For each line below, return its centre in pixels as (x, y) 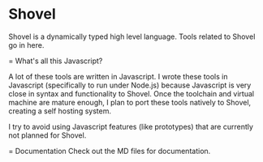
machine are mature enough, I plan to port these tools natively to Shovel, (130, 102)
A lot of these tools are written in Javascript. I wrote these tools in (118, 76)
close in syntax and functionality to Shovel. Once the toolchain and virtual (131, 93)
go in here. (26, 45)
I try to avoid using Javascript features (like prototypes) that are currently (131, 126)
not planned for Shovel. (47, 135)
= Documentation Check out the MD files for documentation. (110, 151)
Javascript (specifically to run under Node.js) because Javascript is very (130, 85)
